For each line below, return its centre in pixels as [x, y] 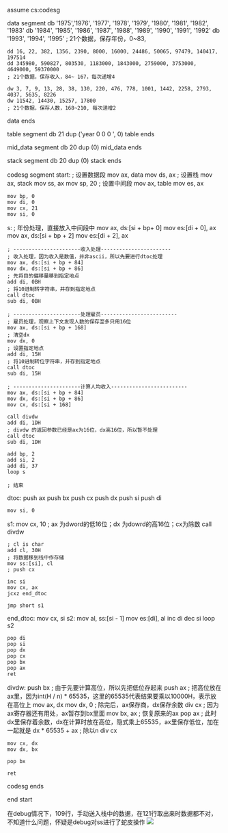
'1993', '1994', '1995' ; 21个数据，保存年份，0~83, [77, 38]
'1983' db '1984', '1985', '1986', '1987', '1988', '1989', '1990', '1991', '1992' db [114, 30]
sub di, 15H [24, 373]
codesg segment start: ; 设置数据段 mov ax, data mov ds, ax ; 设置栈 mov [110, 175]
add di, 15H [24, 354]
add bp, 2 [21, 454]
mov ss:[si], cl [30, 564]
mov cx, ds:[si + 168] [39, 405]
